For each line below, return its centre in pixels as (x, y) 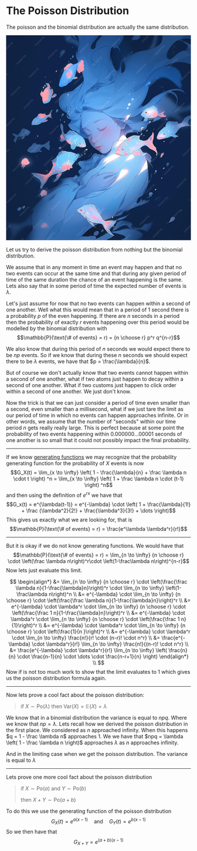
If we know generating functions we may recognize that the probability (91, 457)
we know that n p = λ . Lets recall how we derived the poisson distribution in (97, 724)
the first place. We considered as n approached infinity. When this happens (97, 730)
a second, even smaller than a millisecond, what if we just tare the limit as (95, 409)
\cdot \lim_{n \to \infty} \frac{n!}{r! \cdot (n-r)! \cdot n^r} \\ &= (86, 638)
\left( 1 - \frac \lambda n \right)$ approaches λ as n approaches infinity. (92, 742)
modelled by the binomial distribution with (57, 328)
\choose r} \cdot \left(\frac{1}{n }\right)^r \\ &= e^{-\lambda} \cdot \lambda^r (98, 631)
